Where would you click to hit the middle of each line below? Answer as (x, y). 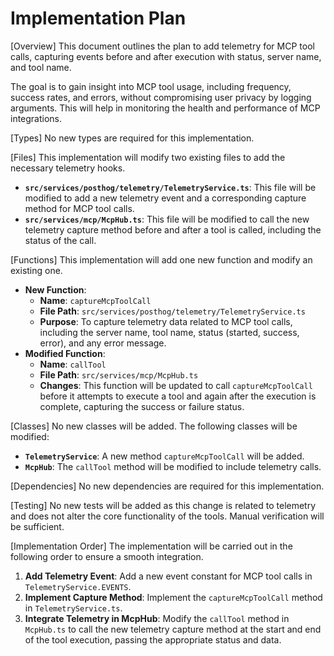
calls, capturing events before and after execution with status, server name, (166, 56)
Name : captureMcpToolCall (95, 300)
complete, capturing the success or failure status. (142, 406)
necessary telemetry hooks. (68, 168)
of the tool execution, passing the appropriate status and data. (153, 639)
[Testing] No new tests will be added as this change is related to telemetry (163, 505)
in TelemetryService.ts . (73, 608)
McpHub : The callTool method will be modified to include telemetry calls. (173, 466)
